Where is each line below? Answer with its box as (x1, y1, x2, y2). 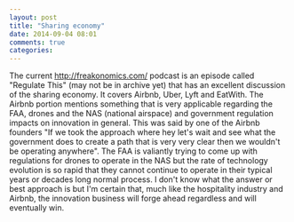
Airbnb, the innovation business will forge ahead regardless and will (9, 193, 258, 204)
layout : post (9, 12, 58, 22)
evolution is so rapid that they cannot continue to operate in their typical (9, 165, 273, 176)
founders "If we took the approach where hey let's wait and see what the (9, 127, 276, 138)
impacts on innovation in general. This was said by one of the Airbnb (9, 117, 260, 129)
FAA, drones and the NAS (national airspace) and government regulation (9, 108, 274, 119)
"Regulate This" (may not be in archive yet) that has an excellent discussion (9, 80, 286, 91)
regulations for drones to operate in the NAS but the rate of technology (9, 155, 268, 166)
